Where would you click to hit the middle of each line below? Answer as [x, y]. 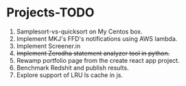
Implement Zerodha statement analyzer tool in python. [93, 53]
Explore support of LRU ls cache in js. [69, 75]
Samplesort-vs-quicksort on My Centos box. [79, 31]
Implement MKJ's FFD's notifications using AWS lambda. [97, 38]
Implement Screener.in [48, 46]
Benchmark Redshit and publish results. [72, 68]
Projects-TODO [50, 13]
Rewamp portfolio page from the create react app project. [98, 60]
